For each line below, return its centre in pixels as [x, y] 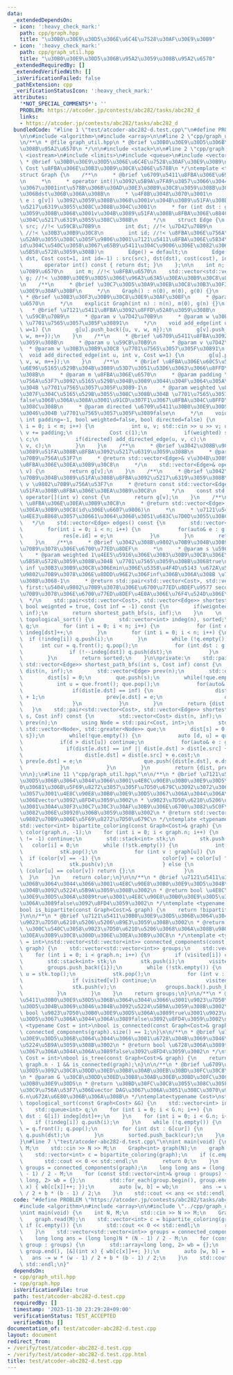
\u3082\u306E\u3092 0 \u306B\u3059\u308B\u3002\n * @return [105, 813]
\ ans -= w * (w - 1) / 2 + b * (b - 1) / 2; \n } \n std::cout [124, 1258]
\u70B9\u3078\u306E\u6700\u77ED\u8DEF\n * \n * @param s [114, 548]
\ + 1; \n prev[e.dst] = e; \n [91, 697]
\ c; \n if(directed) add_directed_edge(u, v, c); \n [113, 439]
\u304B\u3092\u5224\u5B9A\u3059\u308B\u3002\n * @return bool [111, 890]
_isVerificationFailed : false [57, 78]
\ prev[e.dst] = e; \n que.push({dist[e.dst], [116, 761]
